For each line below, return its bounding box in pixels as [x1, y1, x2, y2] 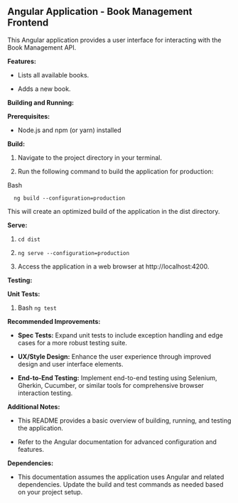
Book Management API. [7, 43, 77, 52]
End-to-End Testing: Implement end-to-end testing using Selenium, [17, 373, 217, 382]
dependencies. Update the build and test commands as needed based [17, 480, 224, 489]
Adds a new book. [17, 85, 71, 93]
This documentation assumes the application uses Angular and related [17, 472, 225, 481]
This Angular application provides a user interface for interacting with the [7, 36, 222, 44]
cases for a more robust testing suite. [17, 338, 128, 347]
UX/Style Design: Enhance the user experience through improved [17, 352, 212, 361]
